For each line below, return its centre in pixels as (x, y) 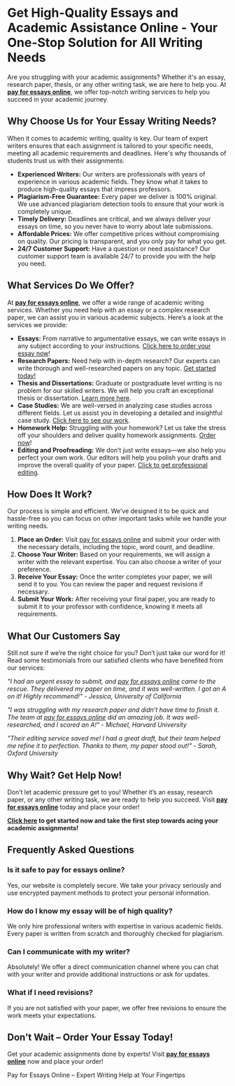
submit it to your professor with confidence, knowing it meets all (110, 607)
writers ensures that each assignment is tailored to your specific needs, (110, 146)
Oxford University (33, 753)
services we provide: (37, 324)
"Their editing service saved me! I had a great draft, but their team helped (114, 738)
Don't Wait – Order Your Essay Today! (90, 1037)
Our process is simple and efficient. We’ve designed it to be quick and (108, 511)
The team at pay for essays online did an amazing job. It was (95, 717)
